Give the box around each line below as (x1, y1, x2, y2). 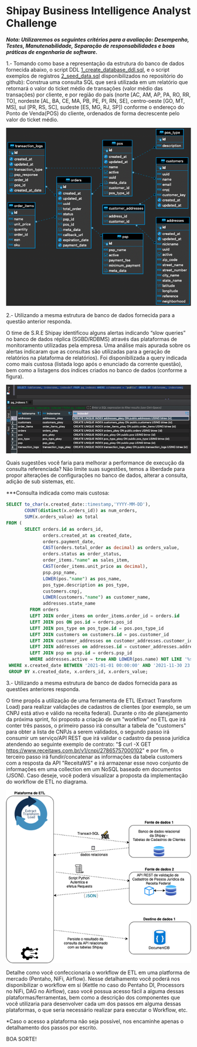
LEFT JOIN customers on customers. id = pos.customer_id (29, 631, 169, 638)
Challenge (6, 16, 57, 30)
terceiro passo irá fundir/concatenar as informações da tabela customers (6, 753, 183, 760)
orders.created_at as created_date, (43, 533, 133, 538)
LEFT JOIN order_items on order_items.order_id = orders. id (29, 613, 180, 619)
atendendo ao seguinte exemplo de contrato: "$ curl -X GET (6, 740, 151, 748)
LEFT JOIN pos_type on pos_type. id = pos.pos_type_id (29, 625, 164, 631)
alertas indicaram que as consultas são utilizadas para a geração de (6, 348, 171, 355)
